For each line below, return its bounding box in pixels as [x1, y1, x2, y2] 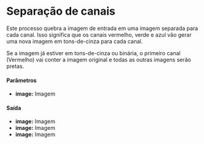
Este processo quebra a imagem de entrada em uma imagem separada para [6, 25, 198, 32]
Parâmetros [6, 77, 37, 84]
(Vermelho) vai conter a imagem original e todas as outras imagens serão [6, 56, 191, 63]
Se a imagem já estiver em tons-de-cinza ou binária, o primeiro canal [6, 49, 181, 56]
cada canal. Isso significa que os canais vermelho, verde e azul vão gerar [6, 31, 192, 38]
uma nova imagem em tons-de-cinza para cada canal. [6, 37, 143, 45]
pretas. [6, 63, 25, 70]
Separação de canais [6, 4, 116, 18]
